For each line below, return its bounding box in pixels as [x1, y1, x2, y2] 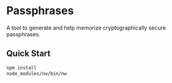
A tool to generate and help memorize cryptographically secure [6, 24, 166, 31]
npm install [6, 65, 37, 71]
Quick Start [6, 49, 51, 59]
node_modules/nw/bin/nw [6, 70, 67, 77]
